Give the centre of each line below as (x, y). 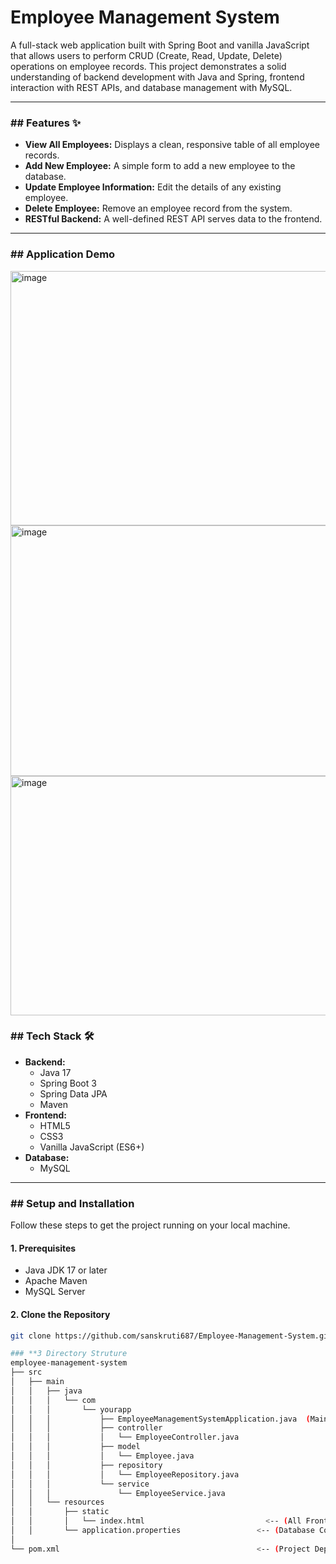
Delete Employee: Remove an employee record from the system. (158, 208)
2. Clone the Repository (60, 1314)
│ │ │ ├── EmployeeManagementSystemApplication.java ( (160, 1419)
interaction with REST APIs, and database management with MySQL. (151, 87)
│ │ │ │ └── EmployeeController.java (125, 1437)
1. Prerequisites (43, 1248)
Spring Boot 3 (68, 1083)
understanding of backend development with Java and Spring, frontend (157, 77)
